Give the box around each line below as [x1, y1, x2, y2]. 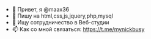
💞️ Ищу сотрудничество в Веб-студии [12, 19, 109, 26]
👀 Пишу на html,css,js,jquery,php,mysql [12, 12, 113, 19]
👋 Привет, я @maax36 [12, 6, 70, 13]
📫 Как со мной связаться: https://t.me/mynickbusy [12, 26, 145, 33]
